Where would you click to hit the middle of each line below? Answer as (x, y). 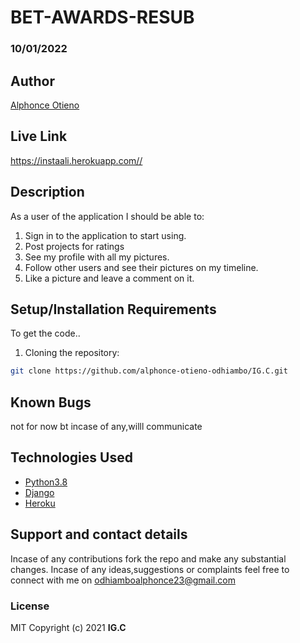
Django (39, 492)
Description (47, 192)
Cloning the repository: (72, 353)
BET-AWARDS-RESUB (102, 17)
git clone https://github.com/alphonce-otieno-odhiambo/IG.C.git (149, 371)
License (30, 606)
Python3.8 (46, 482)
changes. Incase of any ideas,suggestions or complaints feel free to (150, 569)
